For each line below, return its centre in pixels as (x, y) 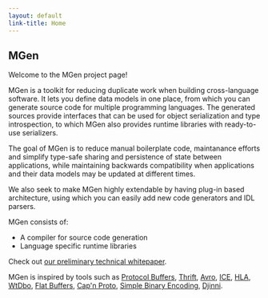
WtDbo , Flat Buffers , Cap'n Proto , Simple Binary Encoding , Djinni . (116, 286)
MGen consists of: (38, 222)
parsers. (22, 207)
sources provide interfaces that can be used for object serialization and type (134, 116)
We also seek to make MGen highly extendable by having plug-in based (126, 190)
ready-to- (240, 124)
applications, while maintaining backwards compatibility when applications (131, 166)
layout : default (35, 16)
